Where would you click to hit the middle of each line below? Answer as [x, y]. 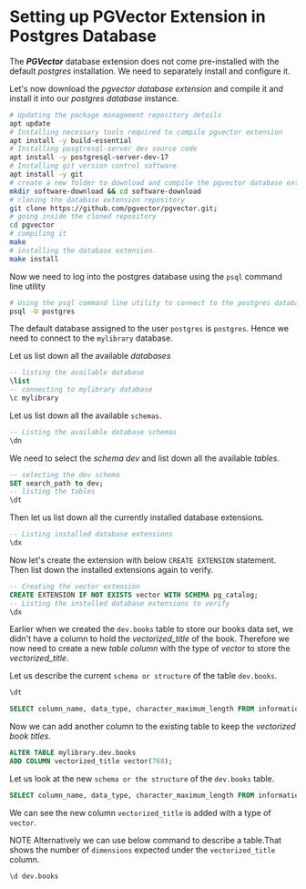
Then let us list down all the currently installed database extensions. [137, 517]
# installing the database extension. [83, 250]
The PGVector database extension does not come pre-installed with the [144, 61]
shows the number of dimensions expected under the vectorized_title [143, 850]
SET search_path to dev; [56, 483]
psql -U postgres [42, 312]
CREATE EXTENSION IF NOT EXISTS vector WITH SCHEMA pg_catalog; [134, 595]
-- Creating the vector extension [75, 586]
